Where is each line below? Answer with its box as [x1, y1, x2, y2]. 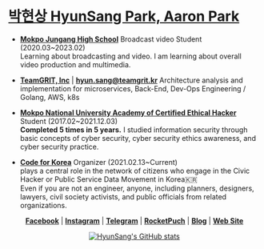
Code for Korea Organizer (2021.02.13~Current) [19, 157, 178, 167]
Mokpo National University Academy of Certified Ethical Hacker [19, 107, 237, 117]
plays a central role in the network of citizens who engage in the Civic [19, 166, 250, 175]
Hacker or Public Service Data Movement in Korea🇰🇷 [19, 174, 198, 184]
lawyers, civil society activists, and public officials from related [19, 191, 226, 201]
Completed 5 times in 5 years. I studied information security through [19, 125, 248, 135]
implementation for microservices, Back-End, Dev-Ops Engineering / [19, 83, 246, 93]
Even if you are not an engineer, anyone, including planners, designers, [19, 183, 254, 193]
